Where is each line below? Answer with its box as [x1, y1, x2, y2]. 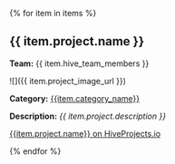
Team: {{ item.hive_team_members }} [9, 58, 150, 69]
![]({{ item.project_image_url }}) [9, 75, 127, 86]
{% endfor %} [9, 145, 62, 157]
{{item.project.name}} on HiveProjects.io [9, 128, 161, 139]
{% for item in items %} [9, 8, 97, 18]
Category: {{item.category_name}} [9, 92, 141, 103]
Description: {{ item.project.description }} [9, 111, 166, 121]
